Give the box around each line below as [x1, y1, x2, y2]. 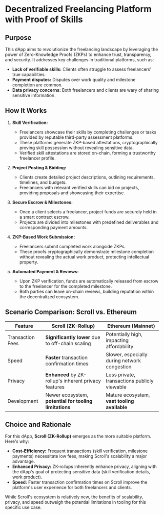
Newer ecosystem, [45, 391, 89, 398]
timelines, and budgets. [19, 179, 67, 185]
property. [19, 259, 38, 265]
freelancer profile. [19, 155, 56, 161]
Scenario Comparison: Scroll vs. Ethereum [5, 308, 137, 316]
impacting [105, 337, 129, 344]
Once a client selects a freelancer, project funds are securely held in [19, 208, 157, 214]
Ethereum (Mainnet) [107, 322, 155, 329]
